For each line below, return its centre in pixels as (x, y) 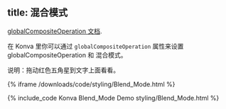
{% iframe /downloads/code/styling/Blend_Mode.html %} (91, 84)
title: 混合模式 (38, 13)
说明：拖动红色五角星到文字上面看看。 (63, 70)
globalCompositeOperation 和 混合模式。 (67, 54)
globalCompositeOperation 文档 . (55, 31)
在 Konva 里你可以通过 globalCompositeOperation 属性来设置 (96, 46)
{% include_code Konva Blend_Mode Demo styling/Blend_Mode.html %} (113, 98)
